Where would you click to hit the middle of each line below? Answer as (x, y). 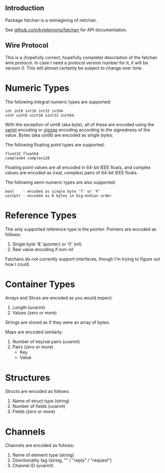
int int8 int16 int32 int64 (34, 111)
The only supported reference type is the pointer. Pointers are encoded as (81, 229)
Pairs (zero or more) (33, 347)
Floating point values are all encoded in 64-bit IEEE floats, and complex (78, 167)
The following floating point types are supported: (55, 145)
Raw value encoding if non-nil (43, 249)
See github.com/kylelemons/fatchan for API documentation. (66, 30)
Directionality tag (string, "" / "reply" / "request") (62, 460)
